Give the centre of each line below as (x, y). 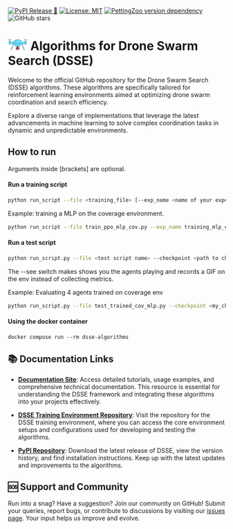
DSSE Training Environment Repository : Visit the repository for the (114, 415)
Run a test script (32, 243)
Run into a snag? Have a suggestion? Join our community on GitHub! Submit (116, 503)
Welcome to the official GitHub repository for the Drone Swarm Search (108, 80)
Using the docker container (48, 322)
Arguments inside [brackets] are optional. (67, 168)
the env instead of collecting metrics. (60, 279)
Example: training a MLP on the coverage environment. (86, 213)
